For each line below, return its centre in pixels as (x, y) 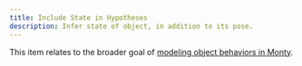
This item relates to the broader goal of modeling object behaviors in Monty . (151, 52)
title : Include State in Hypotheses (78, 18)
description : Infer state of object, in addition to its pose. (132, 26)
